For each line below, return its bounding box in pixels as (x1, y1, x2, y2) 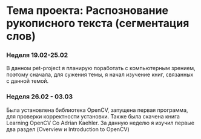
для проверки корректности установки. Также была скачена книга (6, 112, 180, 120)
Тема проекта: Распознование (6, 4, 168, 18)
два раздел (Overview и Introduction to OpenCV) (6, 125, 130, 133)
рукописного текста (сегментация (6, 16, 189, 30)
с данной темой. (6, 77, 49, 85)
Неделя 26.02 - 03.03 (6, 92, 73, 101)
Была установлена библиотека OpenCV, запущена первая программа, (6, 106, 189, 114)
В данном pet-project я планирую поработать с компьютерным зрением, (6, 65, 196, 72)
